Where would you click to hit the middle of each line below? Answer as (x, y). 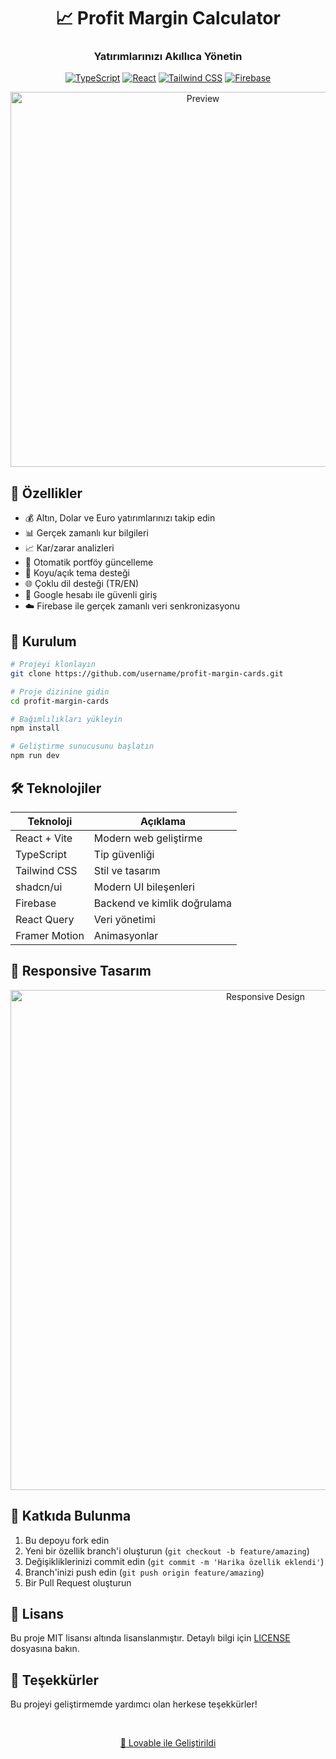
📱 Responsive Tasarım (81, 971)
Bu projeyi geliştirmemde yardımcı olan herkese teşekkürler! (134, 1704)
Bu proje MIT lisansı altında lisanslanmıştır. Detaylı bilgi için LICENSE (150, 1638)
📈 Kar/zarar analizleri (69, 548)
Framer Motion (50, 935)
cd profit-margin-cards (60, 701)
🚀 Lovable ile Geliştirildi (168, 1743)
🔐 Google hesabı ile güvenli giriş (91, 595)
